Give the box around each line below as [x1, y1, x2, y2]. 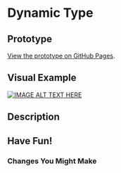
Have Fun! [7, 135, 53, 147]
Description [7, 111, 60, 123]
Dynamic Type [7, 5, 94, 21]
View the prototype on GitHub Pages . [7, 51, 115, 60]
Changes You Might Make [7, 156, 97, 166]
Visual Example [7, 72, 77, 84]
